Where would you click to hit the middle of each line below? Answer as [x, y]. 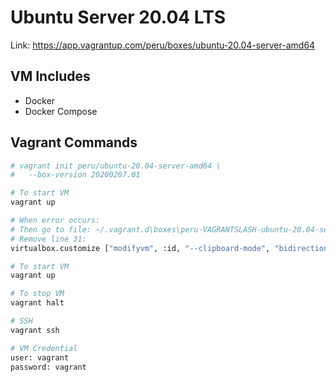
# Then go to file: [51, 229]
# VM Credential [44, 348]
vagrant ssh [35, 330]
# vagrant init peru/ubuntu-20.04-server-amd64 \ [116, 166]
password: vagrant [48, 367]
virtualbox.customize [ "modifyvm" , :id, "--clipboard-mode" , [140, 248]
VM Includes [50, 76]
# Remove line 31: [48, 239]
